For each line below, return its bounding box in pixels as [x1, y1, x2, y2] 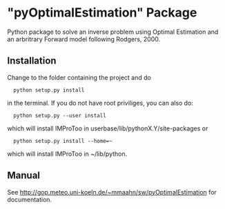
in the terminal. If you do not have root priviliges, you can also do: [7, 99, 193, 107]
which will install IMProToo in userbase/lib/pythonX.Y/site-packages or [7, 124, 208, 132]
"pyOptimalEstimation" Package [7, 5, 197, 21]
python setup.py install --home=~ [13, 137, 112, 144]
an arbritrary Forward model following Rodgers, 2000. [7, 34, 161, 43]
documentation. [7, 195, 52, 203]
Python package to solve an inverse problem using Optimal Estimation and [7, 28, 219, 36]
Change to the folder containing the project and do [7, 73, 152, 81]
